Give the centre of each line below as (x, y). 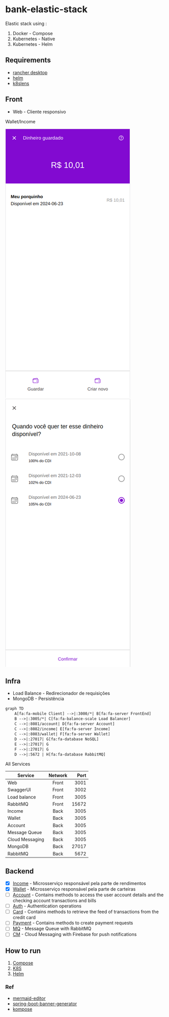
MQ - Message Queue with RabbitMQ (52, 929)
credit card (24, 918)
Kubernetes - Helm (33, 44)
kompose (22, 1009)
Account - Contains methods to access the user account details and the (88, 895)
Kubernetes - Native (34, 39)
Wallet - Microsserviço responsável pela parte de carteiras (74, 889)
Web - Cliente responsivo (39, 112)
